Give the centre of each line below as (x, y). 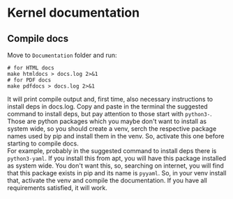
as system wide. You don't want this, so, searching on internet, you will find (116, 166)
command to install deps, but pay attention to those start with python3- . (110, 114)
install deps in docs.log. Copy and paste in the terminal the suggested (107, 106)
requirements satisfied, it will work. (58, 188)
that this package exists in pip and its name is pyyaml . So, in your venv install (117, 173)
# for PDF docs (29, 80)
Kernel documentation (74, 13)
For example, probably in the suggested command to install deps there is (112, 151)
